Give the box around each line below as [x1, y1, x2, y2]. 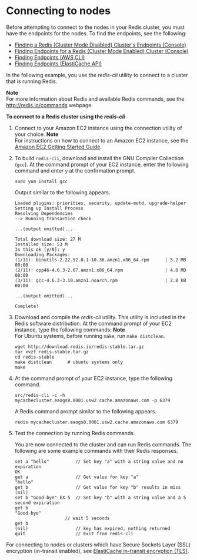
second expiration [14, 499, 60, 506]
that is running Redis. [6, 78, 58, 85]
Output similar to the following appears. [14, 188, 111, 195]
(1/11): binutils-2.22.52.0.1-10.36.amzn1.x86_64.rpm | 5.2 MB [14, 257, 186, 263]
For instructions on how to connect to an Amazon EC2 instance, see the [14, 137, 189, 144]
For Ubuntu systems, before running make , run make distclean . [14, 332, 166, 339]
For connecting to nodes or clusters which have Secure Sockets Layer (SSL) [6, 541, 191, 548]
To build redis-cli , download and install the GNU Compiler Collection [14, 154, 184, 161]
